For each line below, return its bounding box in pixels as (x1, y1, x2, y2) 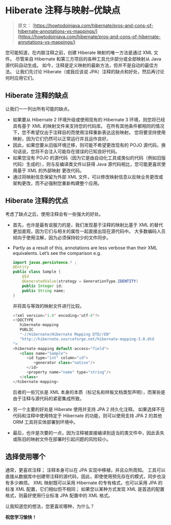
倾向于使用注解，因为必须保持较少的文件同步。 (12, 235, 111, 241)
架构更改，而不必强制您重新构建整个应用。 (12, 180, 102, 186)
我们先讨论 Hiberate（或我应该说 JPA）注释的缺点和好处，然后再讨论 (19, 68, 164, 74)
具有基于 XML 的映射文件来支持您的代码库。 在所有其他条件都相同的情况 (12, 123, 164, 129)
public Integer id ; (22, 283, 64, 288)
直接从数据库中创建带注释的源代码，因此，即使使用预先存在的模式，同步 (5, 473, 157, 479)
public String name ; (22, 288, 66, 293)
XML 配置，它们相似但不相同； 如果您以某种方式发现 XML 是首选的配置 (15, 486, 164, 492)
